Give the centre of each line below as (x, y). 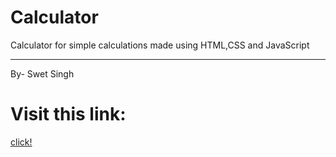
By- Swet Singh (42, 73)
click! (21, 142)
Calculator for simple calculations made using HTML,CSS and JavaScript (160, 45)
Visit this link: (68, 114)
